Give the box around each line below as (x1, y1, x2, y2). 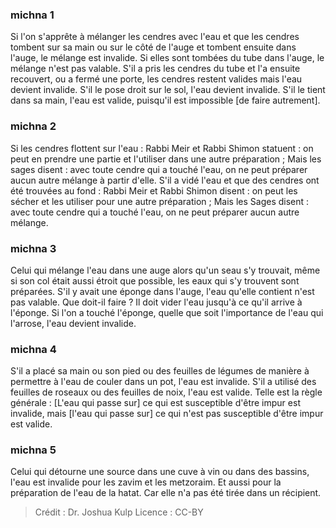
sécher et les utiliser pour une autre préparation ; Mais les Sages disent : (10, 195, 310, 207)
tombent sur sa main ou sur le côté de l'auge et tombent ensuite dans (10, 41, 297, 53)
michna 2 (10, 119, 57, 133)
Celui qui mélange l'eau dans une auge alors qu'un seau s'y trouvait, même (10, 264, 321, 276)
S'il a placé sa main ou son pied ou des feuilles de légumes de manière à (10, 365, 310, 377)
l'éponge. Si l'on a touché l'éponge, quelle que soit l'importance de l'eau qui (10, 306, 324, 318)
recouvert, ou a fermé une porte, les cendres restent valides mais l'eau (10, 73, 303, 85)
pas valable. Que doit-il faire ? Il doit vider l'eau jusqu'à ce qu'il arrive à (10, 296, 303, 308)
